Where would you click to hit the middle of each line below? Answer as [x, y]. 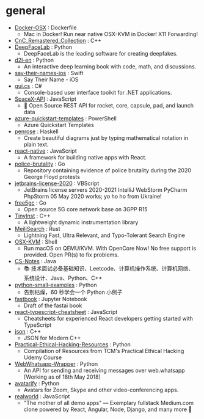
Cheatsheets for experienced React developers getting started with [108, 318]
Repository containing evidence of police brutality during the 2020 [107, 170]
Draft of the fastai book [53, 305]
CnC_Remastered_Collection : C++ [58, 40]
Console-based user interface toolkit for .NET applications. [98, 92]
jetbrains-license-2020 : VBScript [57, 183]
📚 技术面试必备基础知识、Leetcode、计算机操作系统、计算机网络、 [109, 268]
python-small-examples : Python [56, 285]
